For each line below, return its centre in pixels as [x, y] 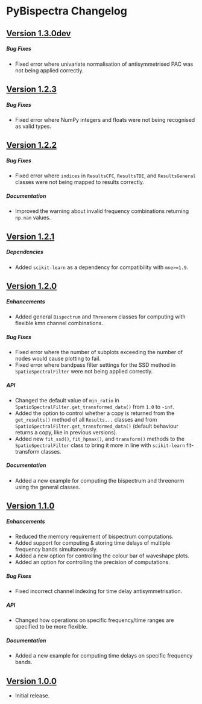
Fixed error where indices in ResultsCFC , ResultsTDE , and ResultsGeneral [105, 176]
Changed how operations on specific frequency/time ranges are [94, 620]
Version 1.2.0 [32, 286]
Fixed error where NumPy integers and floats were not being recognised [105, 119]
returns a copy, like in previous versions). [66, 432]
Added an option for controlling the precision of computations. [92, 562]
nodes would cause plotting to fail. [58, 358]
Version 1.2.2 [32, 145]
